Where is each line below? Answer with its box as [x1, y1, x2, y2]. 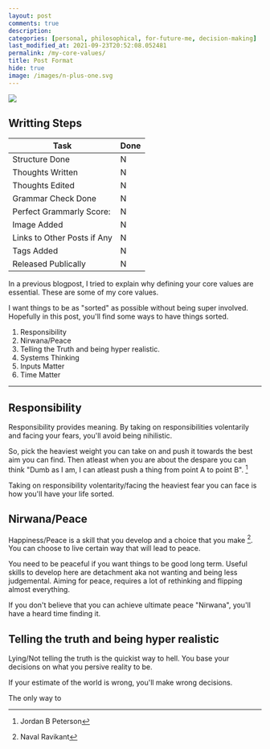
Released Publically [12, 258, 86, 270]
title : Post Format [8, 57, 74, 65]
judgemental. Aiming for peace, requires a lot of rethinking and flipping [8, 576, 243, 586]
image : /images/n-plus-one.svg [8, 72, 113, 80]
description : [8, 27, 52, 35]
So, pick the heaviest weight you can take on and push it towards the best [8, 447, 253, 456]
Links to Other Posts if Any [12, 233, 112, 244]
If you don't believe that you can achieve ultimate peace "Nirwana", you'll [8, 600, 252, 610]
